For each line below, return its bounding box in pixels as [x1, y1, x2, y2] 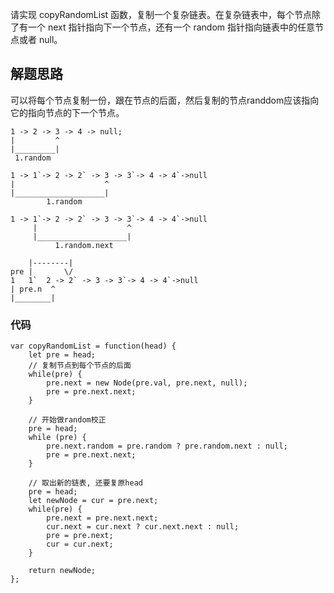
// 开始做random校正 [28, 415, 107, 425]
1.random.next [54, 240, 114, 250]
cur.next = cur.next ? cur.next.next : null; [46, 522, 240, 532]
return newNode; [28, 566, 97, 576]
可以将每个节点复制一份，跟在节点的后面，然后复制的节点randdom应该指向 [10, 94, 320, 106]
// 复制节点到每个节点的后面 [28, 361, 132, 371]
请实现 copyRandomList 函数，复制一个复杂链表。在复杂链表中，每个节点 [10, 9, 313, 20]
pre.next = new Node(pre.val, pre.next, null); [46, 378, 248, 388]
